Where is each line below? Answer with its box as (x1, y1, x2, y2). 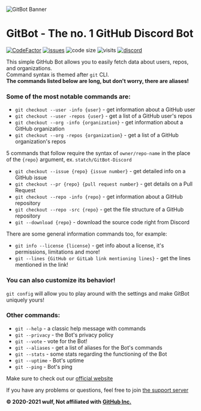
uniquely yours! (6, 296, 45, 303)
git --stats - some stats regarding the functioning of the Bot (14, 350, 167, 358)
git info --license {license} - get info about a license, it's (14, 242, 164, 249)
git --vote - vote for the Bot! (14, 337, 88, 345)
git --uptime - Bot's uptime (14, 356, 84, 364)
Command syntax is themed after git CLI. (6, 71, 109, 78)
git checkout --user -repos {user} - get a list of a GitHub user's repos (14, 112, 193, 120)
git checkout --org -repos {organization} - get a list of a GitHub (14, 132, 179, 139)
